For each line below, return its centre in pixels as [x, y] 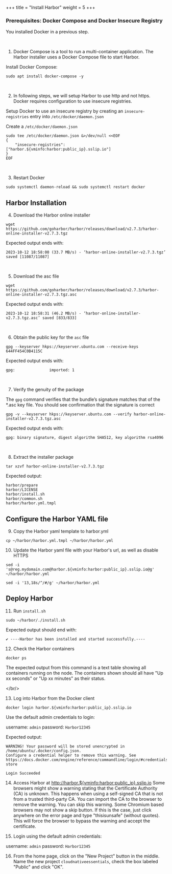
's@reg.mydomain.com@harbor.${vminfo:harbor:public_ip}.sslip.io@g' [80, 569]
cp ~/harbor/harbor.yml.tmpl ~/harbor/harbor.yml [60, 540]
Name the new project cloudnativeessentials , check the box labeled [85, 861]
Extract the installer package [43, 457]
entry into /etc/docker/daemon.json [67, 117]
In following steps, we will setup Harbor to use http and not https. [82, 96]
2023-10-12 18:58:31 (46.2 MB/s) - [44, 314]
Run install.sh [29, 611]
